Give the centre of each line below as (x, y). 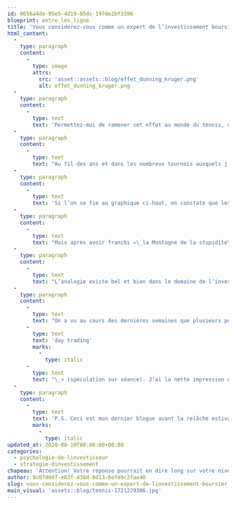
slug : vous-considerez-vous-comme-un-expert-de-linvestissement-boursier (118, 484)
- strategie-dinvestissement (56, 464)
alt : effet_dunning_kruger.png (84, 86)
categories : (25, 451)
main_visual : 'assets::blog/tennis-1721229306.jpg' (84, 490)
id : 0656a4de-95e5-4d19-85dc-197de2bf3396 (70, 14)
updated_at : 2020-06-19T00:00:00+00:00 (66, 445)
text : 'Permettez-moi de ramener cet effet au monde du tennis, (129, 125)
